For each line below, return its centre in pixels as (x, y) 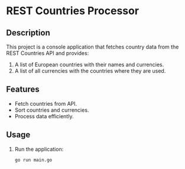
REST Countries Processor (73, 11)
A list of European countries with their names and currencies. (89, 64)
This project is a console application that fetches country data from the (92, 47)
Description (28, 33)
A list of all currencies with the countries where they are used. (90, 71)
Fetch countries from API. (46, 103)
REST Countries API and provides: (48, 53)
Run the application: (39, 149)
